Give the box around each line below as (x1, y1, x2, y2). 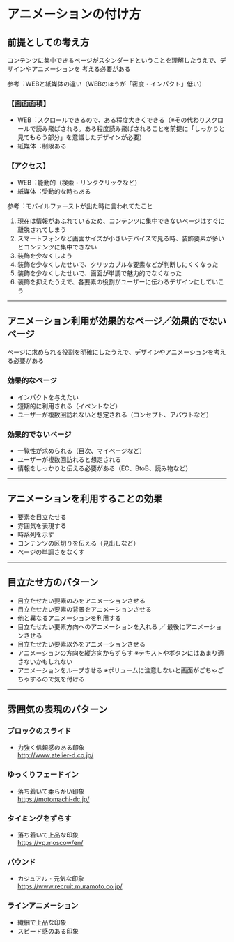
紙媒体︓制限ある (17, 142, 67, 150)
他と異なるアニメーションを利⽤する (17, 614, 122, 622)
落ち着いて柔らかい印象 (17, 787, 85, 795)
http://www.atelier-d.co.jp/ (17, 751, 94, 759)
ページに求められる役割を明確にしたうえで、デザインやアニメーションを (7, 348, 214, 356)
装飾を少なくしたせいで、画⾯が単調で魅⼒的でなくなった (17, 269, 182, 277)
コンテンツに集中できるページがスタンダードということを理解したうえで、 (7, 56, 221, 64)
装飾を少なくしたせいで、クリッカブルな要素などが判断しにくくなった (17, 260, 219, 268)
